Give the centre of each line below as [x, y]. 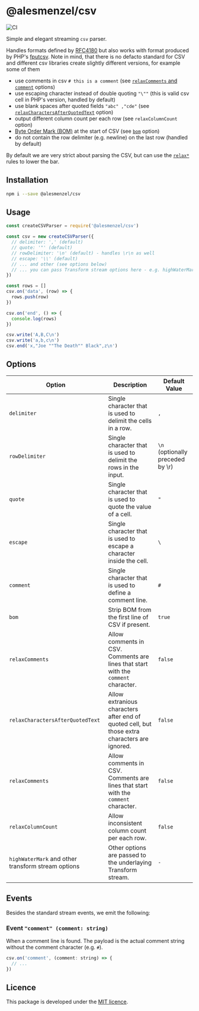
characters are [129, 738]
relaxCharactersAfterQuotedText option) [64, 112]
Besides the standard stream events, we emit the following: [78, 913]
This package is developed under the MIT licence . [67, 1002]
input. [116, 474]
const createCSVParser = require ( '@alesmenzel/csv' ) [73, 226]
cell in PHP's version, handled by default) [65, 100]
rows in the [123, 467]
